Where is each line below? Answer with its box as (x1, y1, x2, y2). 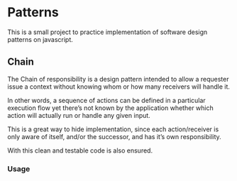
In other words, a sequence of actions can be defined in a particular (7, 96, 206, 104)
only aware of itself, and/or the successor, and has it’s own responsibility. (7, 132, 221, 141)
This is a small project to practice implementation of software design (7, 28, 208, 36)
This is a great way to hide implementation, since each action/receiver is (7, 125, 219, 133)
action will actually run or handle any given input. (7, 111, 150, 119)
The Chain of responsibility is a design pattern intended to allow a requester (7, 75, 229, 83)
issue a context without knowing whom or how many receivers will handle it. (7, 82, 231, 91)
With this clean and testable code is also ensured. (7, 146, 153, 155)
